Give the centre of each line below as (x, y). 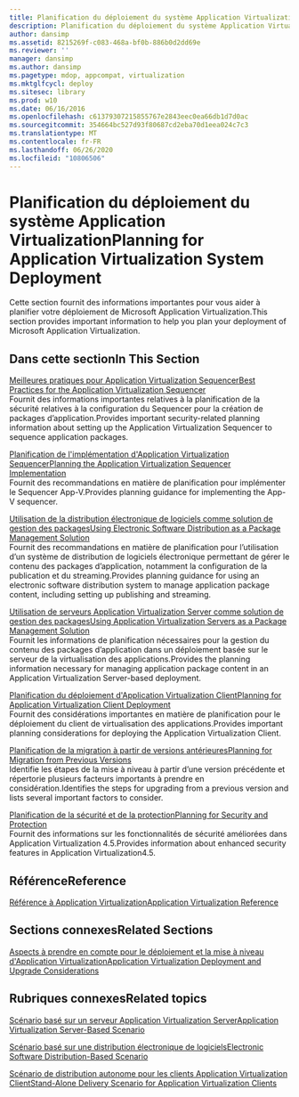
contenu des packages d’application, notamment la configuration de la (138, 566)
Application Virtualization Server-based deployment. (105, 679)
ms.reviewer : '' (39, 51)
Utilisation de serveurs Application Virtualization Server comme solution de (147, 612)
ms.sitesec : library (48, 92)
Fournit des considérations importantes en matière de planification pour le (145, 714)
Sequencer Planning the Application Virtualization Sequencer (120, 464)
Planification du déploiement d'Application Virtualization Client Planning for (145, 695)
